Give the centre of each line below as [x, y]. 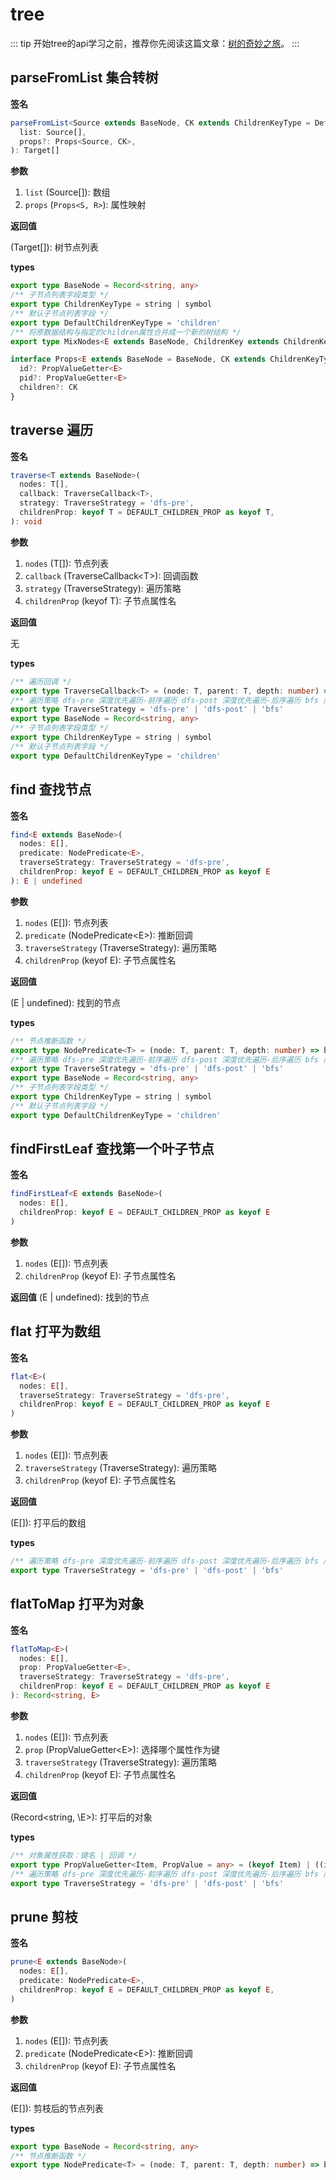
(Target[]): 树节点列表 [54, 247]
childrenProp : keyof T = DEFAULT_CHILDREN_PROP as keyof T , [147, 513]
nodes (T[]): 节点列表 [66, 563]
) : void [26, 521]
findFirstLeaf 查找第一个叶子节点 [112, 1149]
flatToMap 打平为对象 [77, 1604]
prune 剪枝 [44, 1916]
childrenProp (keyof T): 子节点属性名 [100, 600]
